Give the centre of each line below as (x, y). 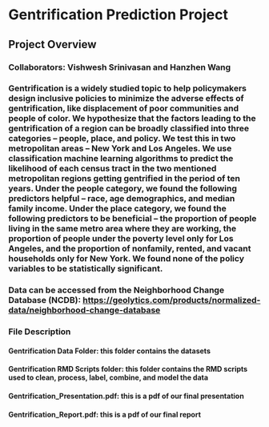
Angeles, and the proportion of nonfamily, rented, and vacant (130, 248)
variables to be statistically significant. (86, 268)
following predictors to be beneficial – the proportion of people (132, 219)
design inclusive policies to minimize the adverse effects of (126, 99)
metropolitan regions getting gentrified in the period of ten (124, 179)
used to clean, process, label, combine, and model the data (108, 377)
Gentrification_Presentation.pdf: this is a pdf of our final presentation (126, 396)
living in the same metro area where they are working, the (122, 228)
